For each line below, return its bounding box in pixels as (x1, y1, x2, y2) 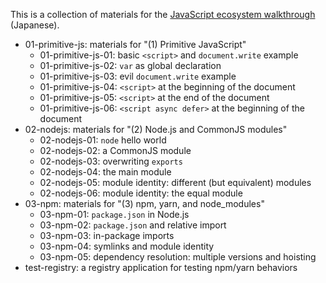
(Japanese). (10, 19, 60, 31)
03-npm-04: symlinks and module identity (39, 240, 215, 252)
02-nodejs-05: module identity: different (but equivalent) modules (39, 177, 312, 188)
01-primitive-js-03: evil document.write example (39, 70, 237, 82)
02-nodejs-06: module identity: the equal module (39, 187, 243, 199)
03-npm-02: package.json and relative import (39, 219, 227, 231)
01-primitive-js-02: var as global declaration (39, 60, 222, 71)
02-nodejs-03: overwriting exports (39, 155, 183, 167)
